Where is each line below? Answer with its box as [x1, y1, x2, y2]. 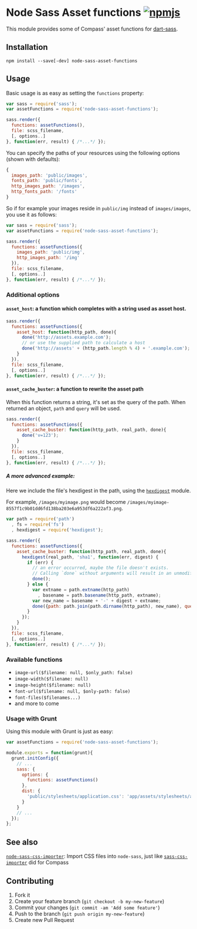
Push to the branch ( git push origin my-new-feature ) [14, 910, 145, 917]
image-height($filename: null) [14, 682, 91, 688]
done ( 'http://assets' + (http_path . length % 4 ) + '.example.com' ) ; [21, 345, 191, 352]
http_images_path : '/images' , [11, 183, 85, 189]
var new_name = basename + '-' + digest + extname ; [32, 598, 161, 604]
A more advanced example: [6, 473, 75, 480]
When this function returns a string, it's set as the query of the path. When [6, 398, 186, 405]
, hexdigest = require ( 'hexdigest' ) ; [11, 527, 104, 533]
